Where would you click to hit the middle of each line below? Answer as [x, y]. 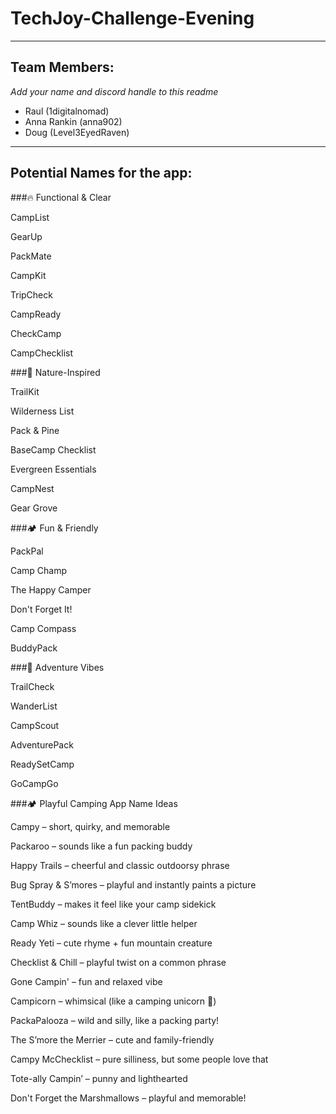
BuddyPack [34, 648]
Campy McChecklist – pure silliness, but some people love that [139, 1059]
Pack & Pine [35, 430]
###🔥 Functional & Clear [61, 197]
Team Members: [62, 67]
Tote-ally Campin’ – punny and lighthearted [99, 1078]
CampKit [28, 275]
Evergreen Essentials [53, 469]
